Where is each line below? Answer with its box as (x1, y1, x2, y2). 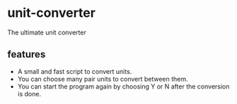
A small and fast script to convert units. (17, 67, 132, 75)
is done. (17, 89, 41, 98)
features (7, 48, 46, 60)
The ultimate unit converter (7, 28, 86, 37)
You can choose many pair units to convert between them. (17, 74, 189, 83)
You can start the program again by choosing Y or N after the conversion (17, 82, 230, 91)
